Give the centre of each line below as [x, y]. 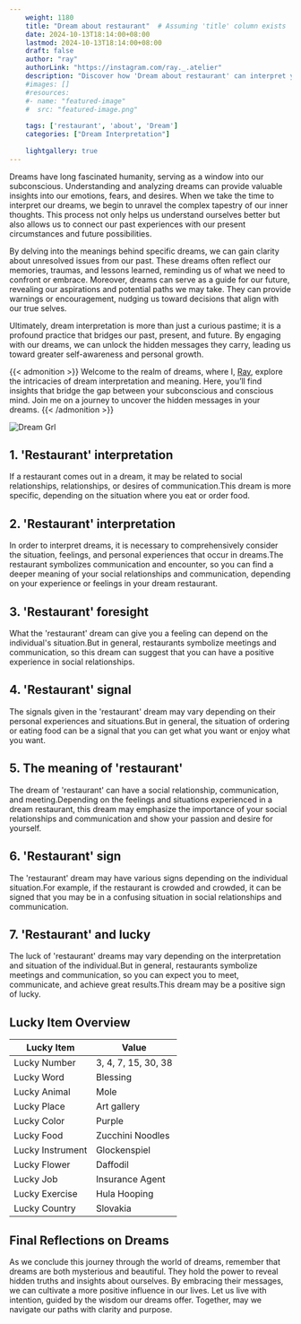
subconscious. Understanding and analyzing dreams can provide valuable [146, 186]
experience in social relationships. [72, 662]
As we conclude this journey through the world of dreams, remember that [145, 1261]
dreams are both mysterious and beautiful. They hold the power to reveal [144, 1271]
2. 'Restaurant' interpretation [93, 524]
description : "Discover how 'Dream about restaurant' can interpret [156, 76]
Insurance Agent [130, 1180]
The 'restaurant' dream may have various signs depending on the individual [149, 878]
